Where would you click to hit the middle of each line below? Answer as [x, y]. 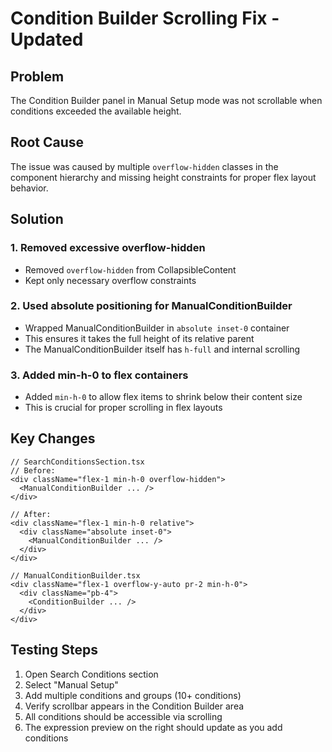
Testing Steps [54, 650]
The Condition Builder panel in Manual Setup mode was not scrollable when [166, 100]
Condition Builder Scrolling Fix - [145, 18]
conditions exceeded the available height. [96, 111]
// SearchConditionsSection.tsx [77, 462]
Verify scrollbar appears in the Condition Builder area [134, 706]
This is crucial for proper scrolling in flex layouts [123, 408]
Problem [37, 76]
